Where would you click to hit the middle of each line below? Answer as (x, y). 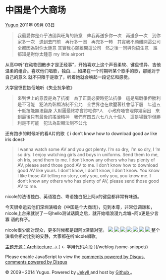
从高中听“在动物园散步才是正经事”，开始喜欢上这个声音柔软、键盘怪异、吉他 (83, 65)
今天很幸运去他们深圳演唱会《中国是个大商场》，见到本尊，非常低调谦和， (80, 207)
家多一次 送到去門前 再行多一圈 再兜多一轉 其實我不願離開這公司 (89, 41)
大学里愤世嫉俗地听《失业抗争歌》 (40, 87)
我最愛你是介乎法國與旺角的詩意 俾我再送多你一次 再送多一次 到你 (89, 35)
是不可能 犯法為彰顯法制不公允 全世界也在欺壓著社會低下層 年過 (87, 104)
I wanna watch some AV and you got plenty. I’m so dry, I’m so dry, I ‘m (89, 149)
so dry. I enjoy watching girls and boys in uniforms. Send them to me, (88, 154)
